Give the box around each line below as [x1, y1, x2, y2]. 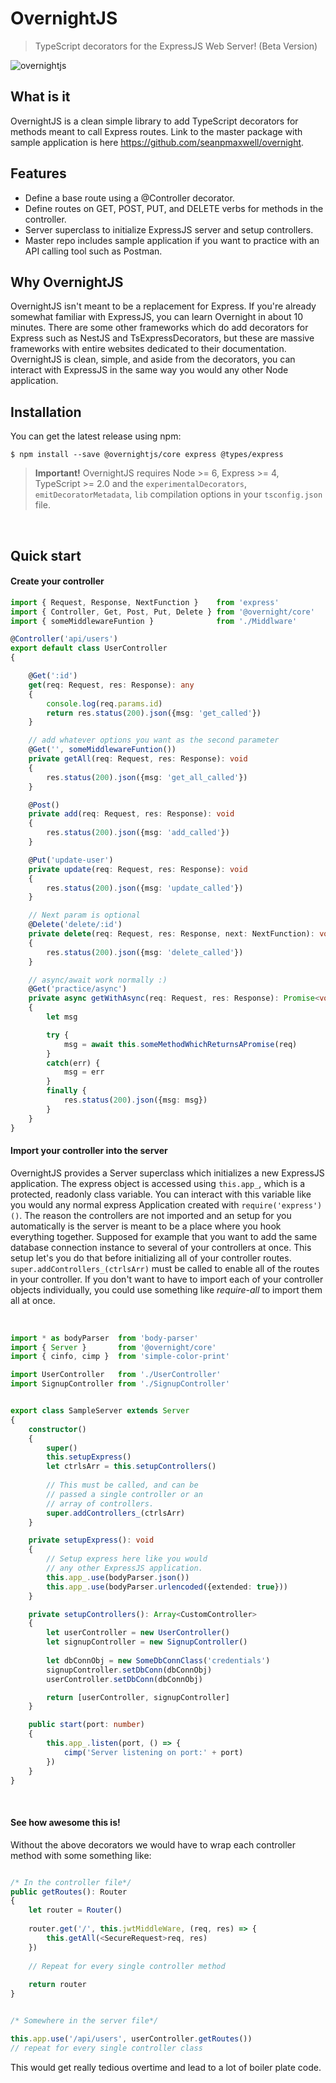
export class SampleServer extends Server [10, 1406, 190, 1416]
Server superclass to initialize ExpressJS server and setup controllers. [24, 223, 314, 236]
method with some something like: [10, 1849, 152, 1861]
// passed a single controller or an [46, 1489, 203, 1499]
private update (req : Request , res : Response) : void [28, 864, 248, 874]
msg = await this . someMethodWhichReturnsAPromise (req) [63, 1039, 298, 1049]
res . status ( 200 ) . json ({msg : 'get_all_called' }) [46, 772, 248, 782]
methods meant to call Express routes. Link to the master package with [10, 125, 303, 137]
